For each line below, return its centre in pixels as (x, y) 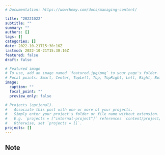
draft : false (18, 60)
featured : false (22, 55)
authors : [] (17, 32)
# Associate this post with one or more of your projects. (69, 109)
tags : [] (14, 37)
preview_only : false (30, 96)
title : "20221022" (24, 18)
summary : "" (17, 28)
